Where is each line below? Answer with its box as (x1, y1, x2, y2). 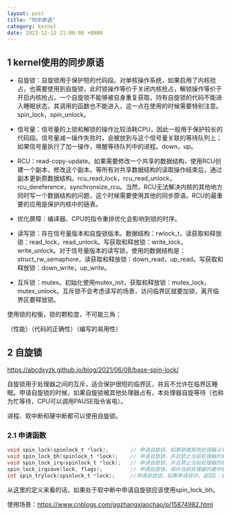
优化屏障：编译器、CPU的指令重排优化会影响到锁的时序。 (16, 215, 181, 223)
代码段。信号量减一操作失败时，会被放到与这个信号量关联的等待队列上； (16, 134, 222, 142)
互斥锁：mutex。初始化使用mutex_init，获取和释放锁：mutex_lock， (16, 278, 211, 286)
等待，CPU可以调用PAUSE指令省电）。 (19, 397, 127, 405)
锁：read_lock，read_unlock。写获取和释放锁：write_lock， (16, 238, 187, 246)
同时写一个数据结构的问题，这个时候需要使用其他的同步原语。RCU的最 (16, 191, 217, 200)
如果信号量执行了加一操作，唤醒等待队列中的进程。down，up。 (16, 143, 197, 151)
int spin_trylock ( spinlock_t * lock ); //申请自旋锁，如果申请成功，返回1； (7, 472, 222, 479)
